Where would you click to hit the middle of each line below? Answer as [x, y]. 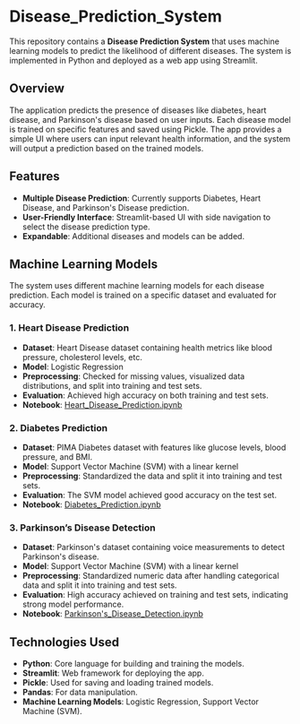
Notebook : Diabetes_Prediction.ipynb [91, 504]
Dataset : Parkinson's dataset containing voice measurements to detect [153, 547]
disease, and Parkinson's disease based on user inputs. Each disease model [150, 119]
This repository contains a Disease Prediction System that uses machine [145, 41]
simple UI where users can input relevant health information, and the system [150, 138]
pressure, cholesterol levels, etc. [82, 357]
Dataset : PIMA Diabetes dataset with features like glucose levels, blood [154, 447]
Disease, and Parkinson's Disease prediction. [106, 207]
